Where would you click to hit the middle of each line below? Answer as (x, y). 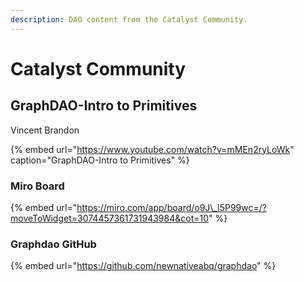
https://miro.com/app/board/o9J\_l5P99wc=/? (171, 207)
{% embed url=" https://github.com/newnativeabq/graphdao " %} (143, 266)
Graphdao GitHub (53, 244)
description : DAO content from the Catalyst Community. (129, 19)
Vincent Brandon (45, 130)
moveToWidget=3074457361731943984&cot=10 (110, 218)
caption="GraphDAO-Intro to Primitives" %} (100, 160)
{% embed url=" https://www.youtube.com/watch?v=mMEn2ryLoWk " (152, 149)
